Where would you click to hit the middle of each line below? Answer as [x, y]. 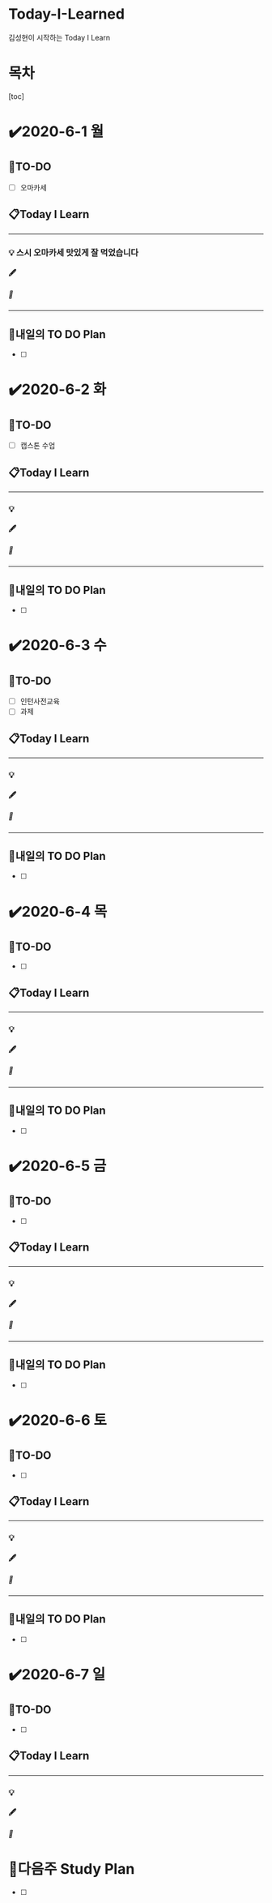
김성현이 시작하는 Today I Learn [59, 37]
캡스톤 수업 [38, 446]
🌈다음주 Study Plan [72, 1869]
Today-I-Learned [67, 14]
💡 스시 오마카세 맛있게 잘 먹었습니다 [74, 252]
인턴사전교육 [40, 701]
